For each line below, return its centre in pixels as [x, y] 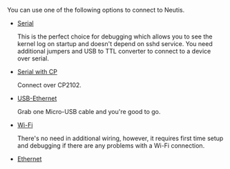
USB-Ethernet [37, 98]
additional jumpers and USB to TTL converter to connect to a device [114, 51]
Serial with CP [37, 72]
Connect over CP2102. [49, 85]
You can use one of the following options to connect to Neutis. [96, 10]
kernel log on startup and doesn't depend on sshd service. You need [115, 44]
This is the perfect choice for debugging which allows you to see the [115, 36]
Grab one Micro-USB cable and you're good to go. [89, 112]
